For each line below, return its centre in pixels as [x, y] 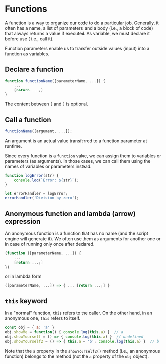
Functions [26, 9]
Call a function [28, 120]
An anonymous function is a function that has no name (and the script [77, 233]
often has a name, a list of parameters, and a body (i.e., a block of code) [79, 28]
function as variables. [27, 54]
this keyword [27, 301]
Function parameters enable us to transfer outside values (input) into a [77, 48]
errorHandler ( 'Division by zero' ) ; [42, 198]
